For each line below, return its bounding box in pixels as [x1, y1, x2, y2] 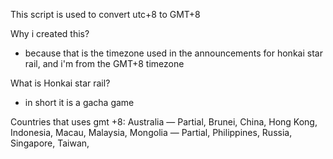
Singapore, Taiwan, [10, 137, 90, 149]
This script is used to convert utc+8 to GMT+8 [10, 9, 201, 20]
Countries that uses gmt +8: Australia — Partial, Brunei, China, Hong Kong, [10, 116, 318, 128]
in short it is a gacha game [24, 97, 135, 108]
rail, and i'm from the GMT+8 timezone [24, 58, 185, 69]
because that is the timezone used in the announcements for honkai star [24, 47, 323, 59]
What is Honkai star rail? [10, 77, 111, 89]
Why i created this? [10, 28, 90, 39]
